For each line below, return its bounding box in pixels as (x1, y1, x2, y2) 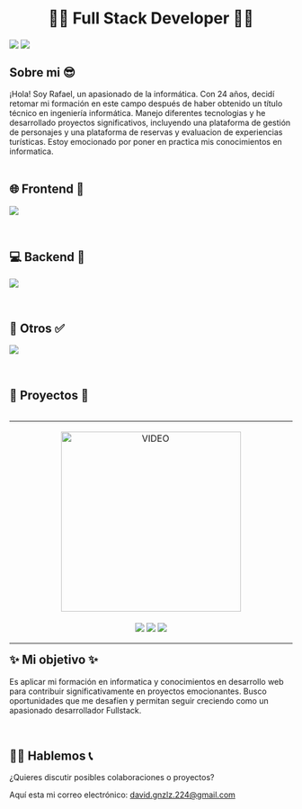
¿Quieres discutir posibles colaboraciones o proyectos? (9, 772, 215, 783)
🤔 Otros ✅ (9, 320, 66, 336)
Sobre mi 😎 (9, 65, 76, 80)
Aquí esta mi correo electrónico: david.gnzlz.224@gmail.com (9, 789, 236, 800)
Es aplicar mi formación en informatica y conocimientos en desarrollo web (9, 676, 285, 687)
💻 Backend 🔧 (9, 249, 85, 265)
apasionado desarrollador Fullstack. (9, 705, 142, 715)
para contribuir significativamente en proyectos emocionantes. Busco (9, 686, 267, 697)
